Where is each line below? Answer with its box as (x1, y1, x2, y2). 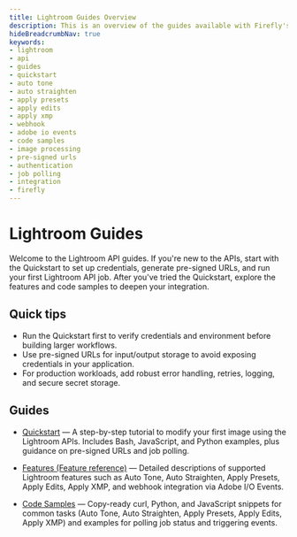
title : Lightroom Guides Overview (9, 12, 137, 22)
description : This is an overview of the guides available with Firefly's (9, 21, 291, 30)
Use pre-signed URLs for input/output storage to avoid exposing (21, 349, 256, 359)
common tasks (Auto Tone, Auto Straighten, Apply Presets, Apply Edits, (21, 508, 283, 518)
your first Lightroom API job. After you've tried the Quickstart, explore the (9, 272, 276, 282)
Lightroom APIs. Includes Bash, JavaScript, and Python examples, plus (21, 435, 280, 447)
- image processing (9, 144, 81, 153)
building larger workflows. (21, 340, 118, 350)
